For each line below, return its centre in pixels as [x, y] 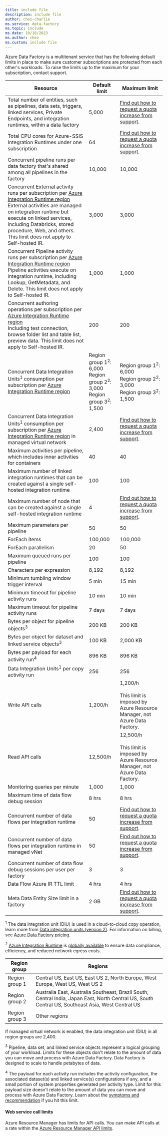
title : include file [27, 10]
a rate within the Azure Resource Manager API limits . [59, 1128]
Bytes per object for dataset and [45, 637]
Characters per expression [39, 570]
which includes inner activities [43, 457]
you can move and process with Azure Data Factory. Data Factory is [75, 1058]
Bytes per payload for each [39, 652]
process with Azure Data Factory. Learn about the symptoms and [72, 1095]
